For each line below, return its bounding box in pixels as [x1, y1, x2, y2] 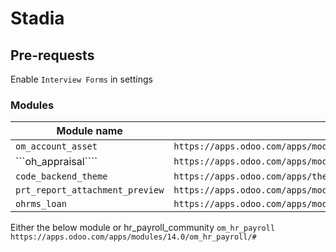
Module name [56, 124, 123, 138]
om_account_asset [15, 141, 98, 152]
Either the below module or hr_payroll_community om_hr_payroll [10, 222, 276, 234]
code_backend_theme [15, 171, 108, 182]
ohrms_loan [15, 198, 67, 210]
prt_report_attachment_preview [15, 185, 165, 196]
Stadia [10, 7, 65, 30]
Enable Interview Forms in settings [10, 73, 153, 85]
